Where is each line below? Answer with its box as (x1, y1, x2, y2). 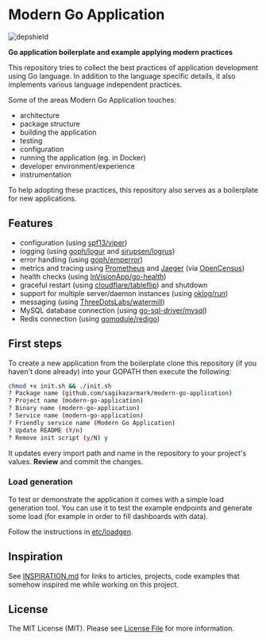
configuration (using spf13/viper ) (19, 237, 128, 248)
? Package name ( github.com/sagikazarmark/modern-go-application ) (8, 389, 233, 397)
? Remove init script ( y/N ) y (8, 434, 109, 442)
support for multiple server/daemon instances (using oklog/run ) (19, 288, 229, 298)
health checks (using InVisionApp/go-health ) (19, 271, 167, 281)
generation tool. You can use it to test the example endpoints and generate (8, 503, 253, 513)
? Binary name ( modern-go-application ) (8, 404, 141, 412)
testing (19, 135, 43, 145)
